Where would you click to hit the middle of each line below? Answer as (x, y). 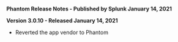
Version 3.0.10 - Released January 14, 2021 (62, 20)
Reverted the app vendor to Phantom (62, 32)
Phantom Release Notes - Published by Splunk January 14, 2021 (89, 9)
